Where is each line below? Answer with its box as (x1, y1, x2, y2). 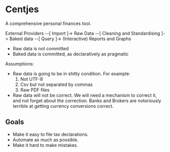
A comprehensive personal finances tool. (5, 20, 92, 26)
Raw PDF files (20, 86, 50, 93)
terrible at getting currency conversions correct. (12, 103, 114, 109)
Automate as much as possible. (12, 136, 79, 143)
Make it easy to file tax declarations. (12, 131, 89, 137)
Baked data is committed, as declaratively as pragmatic (12, 51, 129, 57)
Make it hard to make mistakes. (12, 142, 78, 148)
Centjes (5, 4, 39, 15)
